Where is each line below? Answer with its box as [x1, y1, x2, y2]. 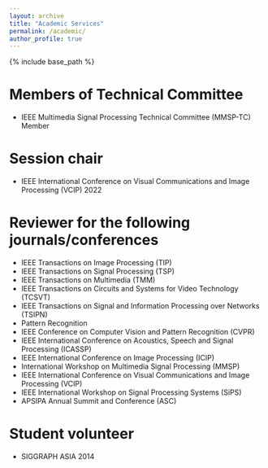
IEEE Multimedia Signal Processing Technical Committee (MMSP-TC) [20, 112, 251, 122]
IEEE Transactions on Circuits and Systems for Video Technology [20, 284, 239, 294]
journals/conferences [9, 231, 159, 249]
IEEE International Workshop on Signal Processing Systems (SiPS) [20, 387, 242, 397]
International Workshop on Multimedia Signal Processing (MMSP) [20, 361, 240, 371]
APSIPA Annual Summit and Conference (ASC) [20, 396, 177, 406]
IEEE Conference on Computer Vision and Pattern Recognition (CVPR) [20, 327, 255, 337]
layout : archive [9, 11, 64, 20]
